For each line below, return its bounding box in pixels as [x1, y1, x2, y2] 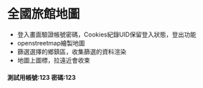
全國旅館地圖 [7, 6, 81, 22]
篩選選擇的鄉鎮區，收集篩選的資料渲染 [17, 47, 126, 56]
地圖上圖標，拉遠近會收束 [17, 56, 90, 64]
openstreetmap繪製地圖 [17, 38, 85, 47]
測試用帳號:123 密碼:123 [7, 73, 76, 81]
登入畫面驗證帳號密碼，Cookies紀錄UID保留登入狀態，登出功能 [17, 30, 197, 38]
